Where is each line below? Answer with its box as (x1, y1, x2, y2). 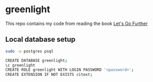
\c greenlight (5, 63, 36, 68)
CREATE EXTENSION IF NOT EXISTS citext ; (5, 72, 93, 77)
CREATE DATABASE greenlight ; (5, 58, 68, 63)
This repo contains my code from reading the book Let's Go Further (5, 20, 148, 26)
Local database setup (5, 35, 76, 44)
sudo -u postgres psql (5, 48, 54, 54)
